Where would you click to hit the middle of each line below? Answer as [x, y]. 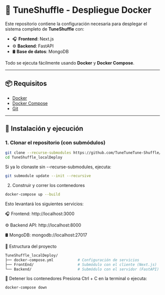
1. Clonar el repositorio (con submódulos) [55, 143]
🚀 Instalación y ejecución [44, 129]
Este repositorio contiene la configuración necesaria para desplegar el [76, 24]
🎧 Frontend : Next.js [33, 38]
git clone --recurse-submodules [38, 153]
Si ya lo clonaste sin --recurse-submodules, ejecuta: [58, 167]
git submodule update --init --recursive [48, 176]
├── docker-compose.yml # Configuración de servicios [72, 260]
